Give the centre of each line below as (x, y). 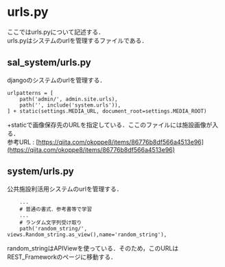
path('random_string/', (54, 228)
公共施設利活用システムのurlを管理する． (65, 189)
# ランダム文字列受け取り (51, 222)
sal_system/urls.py (49, 63)
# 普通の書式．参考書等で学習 (56, 209)
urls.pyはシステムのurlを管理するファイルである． (78, 40)
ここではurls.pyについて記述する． (56, 32)
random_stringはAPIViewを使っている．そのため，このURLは (93, 248)
